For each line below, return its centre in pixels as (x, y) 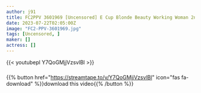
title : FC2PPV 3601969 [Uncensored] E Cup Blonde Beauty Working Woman (97, 17)
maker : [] (19, 40)
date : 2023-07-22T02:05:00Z (41, 23)
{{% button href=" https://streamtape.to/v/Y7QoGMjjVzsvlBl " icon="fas (93, 77)
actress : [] (21, 46)
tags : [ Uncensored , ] (33, 34)
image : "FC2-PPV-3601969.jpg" (44, 28)
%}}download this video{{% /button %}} (84, 83)
